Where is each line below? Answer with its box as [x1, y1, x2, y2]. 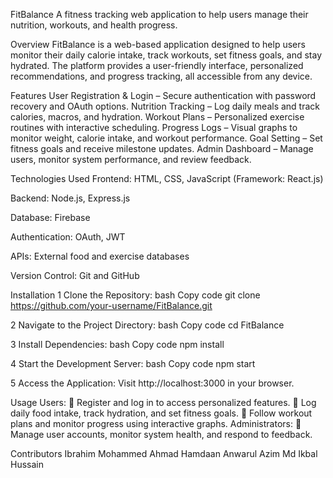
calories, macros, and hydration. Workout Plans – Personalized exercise [10, 111, 305, 123]
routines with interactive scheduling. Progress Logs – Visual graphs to [10, 122, 298, 133]
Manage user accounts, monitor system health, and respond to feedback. [10, 429, 313, 440]
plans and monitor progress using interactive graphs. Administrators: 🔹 [10, 418, 302, 429]
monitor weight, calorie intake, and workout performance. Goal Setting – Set [10, 132, 323, 144]
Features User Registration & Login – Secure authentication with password [10, 90, 317, 101]
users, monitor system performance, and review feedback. [10, 154, 252, 165]
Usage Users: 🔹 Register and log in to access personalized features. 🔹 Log [10, 397, 317, 408]
